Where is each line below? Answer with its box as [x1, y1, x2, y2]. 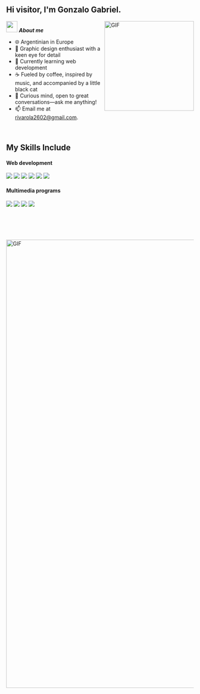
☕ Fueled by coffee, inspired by [14, 71, 93, 78]
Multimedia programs [6, 187, 61, 194]
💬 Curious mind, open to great [14, 92, 89, 99]
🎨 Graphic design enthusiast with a [14, 45, 101, 52]
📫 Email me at [14, 105, 51, 112]
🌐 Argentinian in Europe [14, 38, 74, 45]
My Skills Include [6, 143, 71, 153]
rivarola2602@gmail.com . [14, 114, 79, 121]
